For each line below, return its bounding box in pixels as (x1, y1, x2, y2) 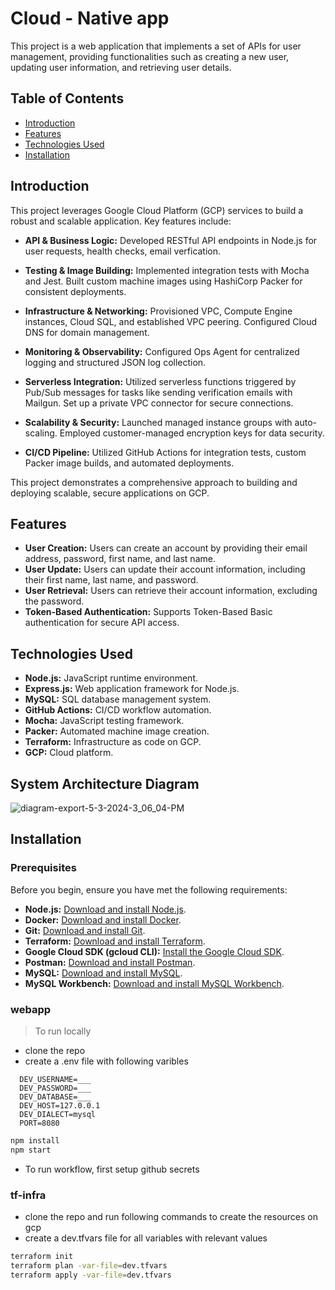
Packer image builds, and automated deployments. (24, 457, 235, 469)
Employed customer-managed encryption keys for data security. (59, 427, 325, 439)
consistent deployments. (24, 285, 127, 297)
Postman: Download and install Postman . (24, 956, 196, 968)
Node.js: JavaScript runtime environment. (24, 672, 198, 684)
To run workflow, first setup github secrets (24, 1163, 200, 1175)
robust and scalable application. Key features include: (10, 215, 232, 227)
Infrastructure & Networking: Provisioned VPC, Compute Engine (24, 305, 293, 317)
